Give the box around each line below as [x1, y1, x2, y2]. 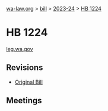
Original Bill [14, 78, 43, 85]
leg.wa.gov [6, 45, 34, 52]
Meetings [6, 96, 43, 106]
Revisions [6, 62, 43, 73]
